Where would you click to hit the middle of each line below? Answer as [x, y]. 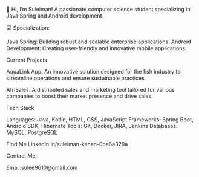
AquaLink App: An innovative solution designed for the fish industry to [93, 72]
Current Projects [27, 60]
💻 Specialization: [28, 28]
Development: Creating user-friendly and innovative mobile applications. [96, 48]
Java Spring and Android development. [55, 16]
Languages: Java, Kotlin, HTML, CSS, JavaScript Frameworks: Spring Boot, [100, 120]
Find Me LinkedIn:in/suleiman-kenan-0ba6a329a [67, 144]
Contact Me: [22, 156]
